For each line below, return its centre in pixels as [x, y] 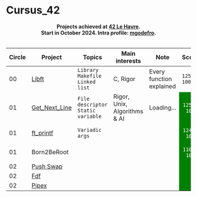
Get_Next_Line [52, 108]
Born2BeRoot [50, 152]
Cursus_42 [33, 10]
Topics [93, 57]
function [161, 79]
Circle [18, 57]
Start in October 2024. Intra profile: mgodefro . [98, 32]
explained [162, 86]
